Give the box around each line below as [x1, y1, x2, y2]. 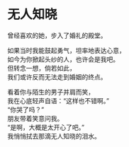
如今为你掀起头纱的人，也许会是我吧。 [7, 54, 119, 64]
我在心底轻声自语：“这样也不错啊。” [7, 96, 110, 105]
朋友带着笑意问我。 [7, 114, 64, 122]
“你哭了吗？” [7, 105, 45, 114]
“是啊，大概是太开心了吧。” [7, 123, 85, 131]
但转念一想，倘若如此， [7, 64, 76, 72]
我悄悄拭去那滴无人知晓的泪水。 [7, 131, 101, 140]
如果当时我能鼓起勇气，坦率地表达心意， [7, 46, 125, 54]
